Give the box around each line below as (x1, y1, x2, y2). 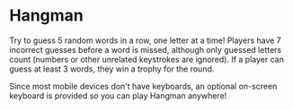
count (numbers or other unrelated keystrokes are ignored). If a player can (9, 54, 285, 64)
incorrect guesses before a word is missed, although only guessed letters (9, 44, 281, 55)
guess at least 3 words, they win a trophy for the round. (9, 63, 215, 74)
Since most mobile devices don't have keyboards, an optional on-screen (9, 80, 278, 91)
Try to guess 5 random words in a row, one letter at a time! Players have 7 (9, 35, 281, 46)
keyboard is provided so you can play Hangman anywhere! (9, 90, 227, 101)
